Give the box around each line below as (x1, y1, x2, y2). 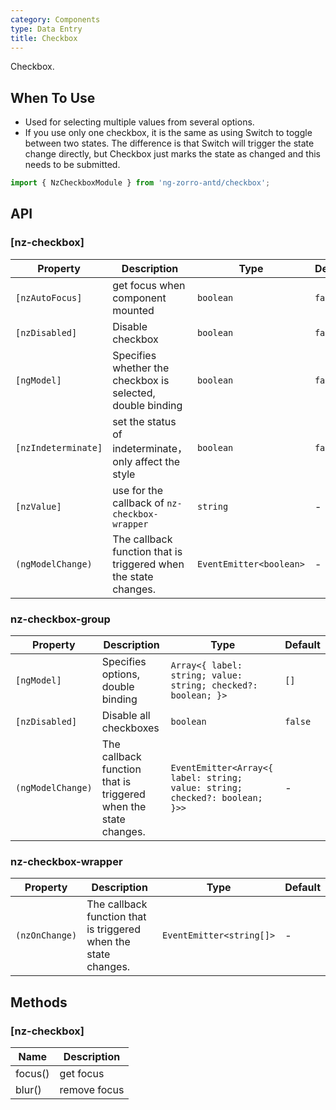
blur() (15, 1083, 42, 1097)
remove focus (59, 1083, 125, 1097)
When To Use (10, 89, 96, 106)
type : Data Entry (10, 24, 83, 34)
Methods (10, 994, 68, 1011)
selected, (112, 386, 156, 400)
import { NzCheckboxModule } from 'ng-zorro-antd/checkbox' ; (10, 178, 271, 188)
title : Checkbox (10, 33, 78, 43)
